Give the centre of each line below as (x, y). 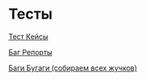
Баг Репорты (30, 52)
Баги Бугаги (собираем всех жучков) (73, 68)
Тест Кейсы (28, 36)
